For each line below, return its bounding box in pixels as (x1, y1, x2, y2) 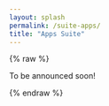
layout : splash (9, 12, 66, 22)
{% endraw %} (9, 87, 64, 98)
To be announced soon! (9, 71, 96, 81)
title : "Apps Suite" (9, 29, 86, 38)
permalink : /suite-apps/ (9, 21, 101, 30)
